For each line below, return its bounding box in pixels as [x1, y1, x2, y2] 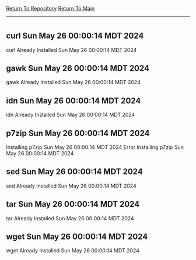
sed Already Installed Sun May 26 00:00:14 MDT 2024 [6, 182, 136, 189]
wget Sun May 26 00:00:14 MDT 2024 [6, 232, 148, 242]
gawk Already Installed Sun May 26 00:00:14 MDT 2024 [6, 79, 141, 86]
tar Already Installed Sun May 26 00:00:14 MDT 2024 [6, 214, 134, 221]
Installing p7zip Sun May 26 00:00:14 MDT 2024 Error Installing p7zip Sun [6, 144, 184, 151]
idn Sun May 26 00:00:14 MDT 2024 [6, 96, 141, 106]
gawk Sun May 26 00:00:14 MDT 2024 [6, 64, 150, 73]
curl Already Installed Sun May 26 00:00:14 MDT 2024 [6, 46, 137, 53]
